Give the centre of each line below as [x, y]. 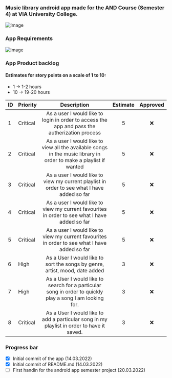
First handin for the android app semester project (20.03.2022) [79, 370]
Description [75, 105]
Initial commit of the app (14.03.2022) [52, 359]
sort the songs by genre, [75, 264]
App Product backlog [32, 63]
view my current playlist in [75, 181]
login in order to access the [74, 120]
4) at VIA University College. [41, 14]
